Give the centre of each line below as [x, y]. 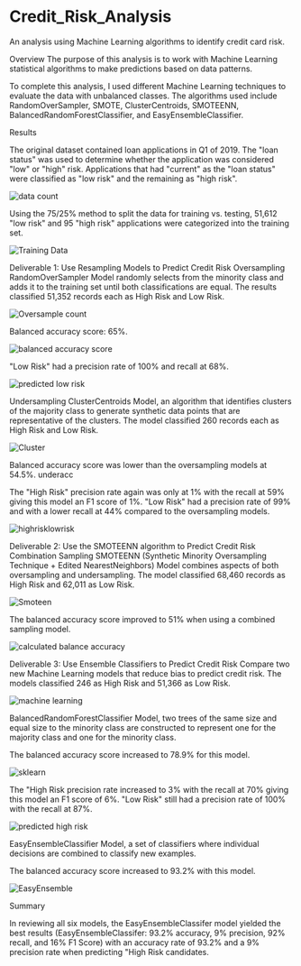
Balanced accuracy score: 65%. [68, 331]
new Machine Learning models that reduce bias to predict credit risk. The [146, 673]
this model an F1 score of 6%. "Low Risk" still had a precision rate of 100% [148, 799]
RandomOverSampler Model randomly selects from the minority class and [146, 277]
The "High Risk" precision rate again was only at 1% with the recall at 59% [147, 492]
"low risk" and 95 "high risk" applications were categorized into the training [150, 223]
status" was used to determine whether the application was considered [142, 159]
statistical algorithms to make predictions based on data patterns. [131, 69]
